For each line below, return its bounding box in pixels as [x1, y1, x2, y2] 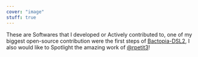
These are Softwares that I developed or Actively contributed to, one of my [6, 31, 193, 38]
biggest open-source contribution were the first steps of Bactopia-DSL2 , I [6, 37, 190, 44]
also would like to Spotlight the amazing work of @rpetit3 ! [6, 43, 150, 51]
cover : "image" [6, 8, 45, 15]
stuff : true [6, 14, 36, 20]
